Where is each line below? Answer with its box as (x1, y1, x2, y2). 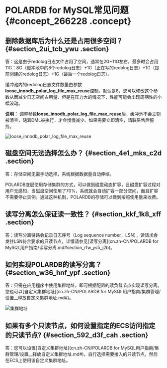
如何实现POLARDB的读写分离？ (5, 260, 102, 269)
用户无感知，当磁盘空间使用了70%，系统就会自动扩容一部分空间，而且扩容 (5, 187, 159, 193)
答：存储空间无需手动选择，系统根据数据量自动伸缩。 (5, 171, 114, 177)
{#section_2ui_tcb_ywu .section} (5, 44, 109, 53)
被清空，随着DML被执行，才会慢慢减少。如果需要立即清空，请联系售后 (5, 117, 150, 123)
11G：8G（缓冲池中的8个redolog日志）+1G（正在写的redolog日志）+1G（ (5, 65, 155, 70)
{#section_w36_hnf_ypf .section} (5, 269, 111, 277)
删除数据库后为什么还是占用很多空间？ (5, 36, 123, 45)
